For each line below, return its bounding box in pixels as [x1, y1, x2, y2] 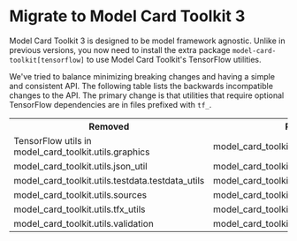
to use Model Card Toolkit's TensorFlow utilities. [86, 54, 262, 64]
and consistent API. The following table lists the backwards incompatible [9, 80, 274, 91]
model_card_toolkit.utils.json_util [13, 160, 148, 172]
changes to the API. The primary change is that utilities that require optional [9, 90, 285, 101]
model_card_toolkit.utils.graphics [13, 146, 150, 158]
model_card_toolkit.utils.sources [13, 188, 148, 200]
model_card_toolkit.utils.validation [13, 217, 155, 230]
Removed [88, 120, 130, 132]
